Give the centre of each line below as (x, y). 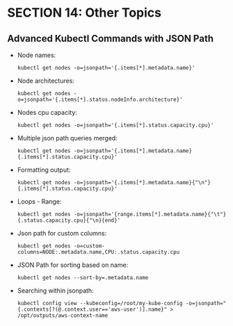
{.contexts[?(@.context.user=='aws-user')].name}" (92, 309)
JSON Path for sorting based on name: (73, 265)
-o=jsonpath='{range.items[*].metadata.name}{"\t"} (150, 214)
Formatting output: (44, 170)
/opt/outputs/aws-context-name (63, 316)
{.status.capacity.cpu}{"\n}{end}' (69, 220)
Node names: (37, 55)
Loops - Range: (39, 202)
